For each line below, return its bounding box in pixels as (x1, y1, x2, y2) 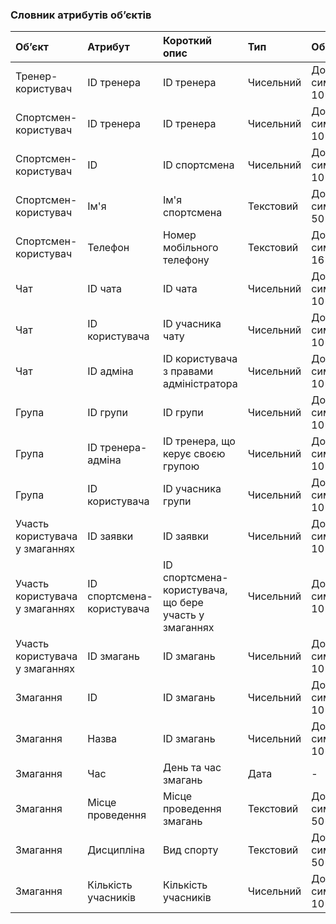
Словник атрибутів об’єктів (10, 8, 152, 22)
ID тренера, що (162, 434, 236, 448)
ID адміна (87, 364, 134, 378)
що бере (162, 596, 204, 610)
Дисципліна (87, 843, 145, 857)
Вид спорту (162, 843, 219, 857)
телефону (162, 253, 210, 267)
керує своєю (162, 447, 226, 461)
